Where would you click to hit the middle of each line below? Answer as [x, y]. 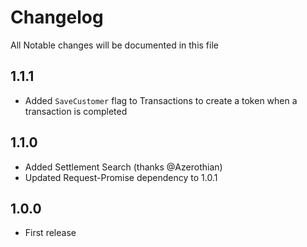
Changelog [57, 17]
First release [50, 233]
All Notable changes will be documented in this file [114, 45]
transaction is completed [76, 111]
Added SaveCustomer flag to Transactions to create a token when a [161, 100]
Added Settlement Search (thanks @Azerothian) [123, 167]
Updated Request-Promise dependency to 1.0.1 [121, 177]
